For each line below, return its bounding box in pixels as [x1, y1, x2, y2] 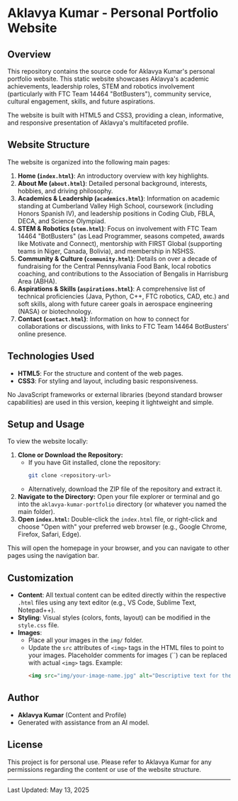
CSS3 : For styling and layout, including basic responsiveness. [17, 376, 198, 385]
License [7, 739, 43, 751]
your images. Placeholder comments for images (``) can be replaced [28, 651, 227, 660]
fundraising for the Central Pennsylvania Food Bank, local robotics [17, 262, 211, 270]
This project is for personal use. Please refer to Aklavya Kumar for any [7, 757, 212, 766]
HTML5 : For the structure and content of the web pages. [17, 369, 183, 377]
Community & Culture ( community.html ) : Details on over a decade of [17, 254, 217, 263]
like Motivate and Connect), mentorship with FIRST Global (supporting [17, 239, 222, 247]
